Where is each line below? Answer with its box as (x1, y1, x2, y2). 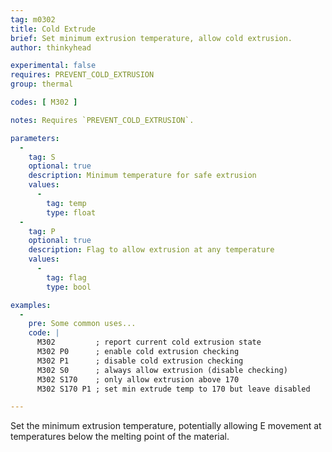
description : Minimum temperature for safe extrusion (28, 171, 257, 181)
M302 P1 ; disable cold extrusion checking (36, 356, 244, 366)
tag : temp (46, 198, 87, 208)
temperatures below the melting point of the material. (10, 431, 230, 443)
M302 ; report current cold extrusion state (36, 337, 262, 348)
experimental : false (10, 61, 97, 71)
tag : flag (46, 272, 87, 283)
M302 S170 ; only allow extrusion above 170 (36, 374, 240, 385)
